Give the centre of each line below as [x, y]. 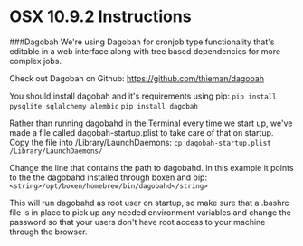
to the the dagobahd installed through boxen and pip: [109, 177]
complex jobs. [35, 61]
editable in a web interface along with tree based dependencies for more [145, 51]
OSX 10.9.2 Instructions [100, 17]
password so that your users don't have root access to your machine [137, 222]
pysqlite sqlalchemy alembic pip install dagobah [104, 106]
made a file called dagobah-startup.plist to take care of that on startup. [142, 132]
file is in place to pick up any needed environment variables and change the [150, 212]
